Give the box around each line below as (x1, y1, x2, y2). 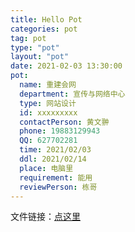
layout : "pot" (10, 52, 70, 62)
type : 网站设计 (19, 98, 77, 108)
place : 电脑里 (19, 163, 74, 173)
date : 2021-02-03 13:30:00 (10, 61, 123, 71)
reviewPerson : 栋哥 (19, 182, 98, 192)
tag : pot (10, 33, 47, 43)
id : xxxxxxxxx (19, 107, 78, 118)
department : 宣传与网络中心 (19, 89, 126, 99)
